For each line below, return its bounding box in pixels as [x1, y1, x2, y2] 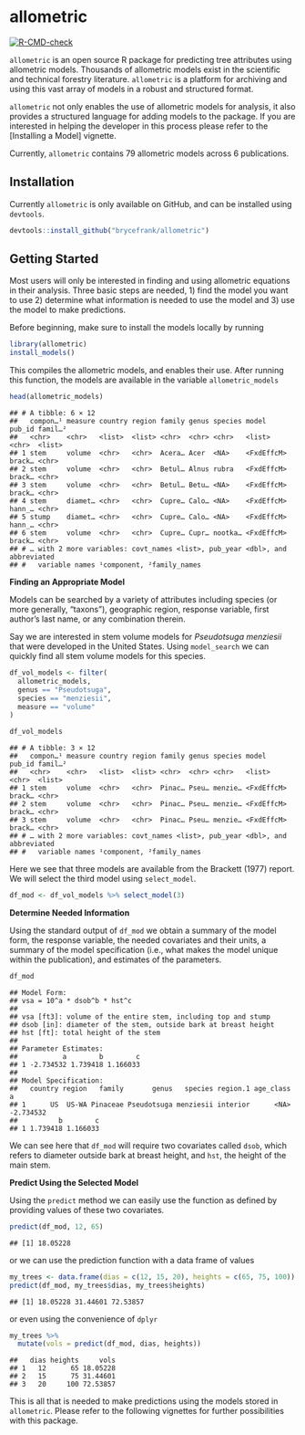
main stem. [9, 1159, 52, 1170]
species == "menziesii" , [17, 694, 112, 703]
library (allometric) [9, 340, 88, 349]
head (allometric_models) [9, 393, 104, 402]
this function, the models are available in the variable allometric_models [9, 374, 280, 385]
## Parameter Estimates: [9, 1043, 104, 1053]
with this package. [9, 1415, 79, 1426]
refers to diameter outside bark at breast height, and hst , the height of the [9, 1149, 287, 1160]
